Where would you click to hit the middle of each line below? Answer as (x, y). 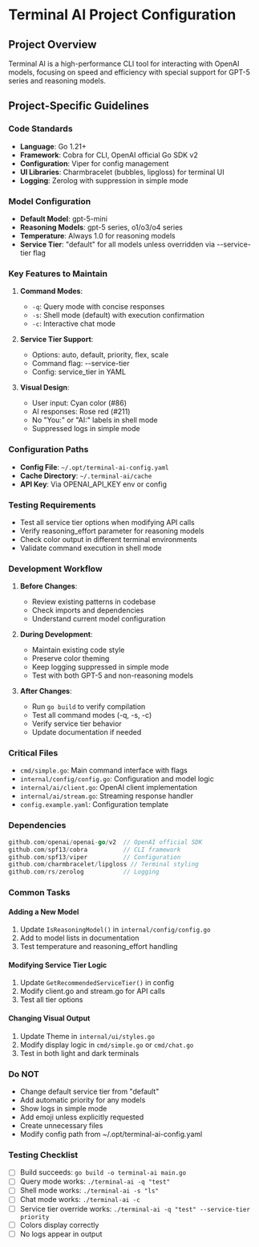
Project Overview (53, 45)
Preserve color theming (71, 658)
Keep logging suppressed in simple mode (100, 667)
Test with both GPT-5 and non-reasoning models (113, 675)
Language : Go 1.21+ (53, 146)
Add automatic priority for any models (83, 1100)
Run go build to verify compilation (89, 707)
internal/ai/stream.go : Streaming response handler (107, 796)
